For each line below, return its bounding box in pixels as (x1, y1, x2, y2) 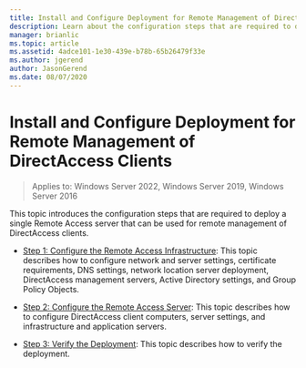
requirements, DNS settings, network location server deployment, (22, 264, 270, 275)
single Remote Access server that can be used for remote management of (9, 218, 287, 229)
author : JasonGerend (9, 65, 88, 74)
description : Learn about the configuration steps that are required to (9, 22, 291, 31)
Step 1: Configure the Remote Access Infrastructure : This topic (22, 245, 258, 256)
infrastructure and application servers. (22, 321, 167, 332)
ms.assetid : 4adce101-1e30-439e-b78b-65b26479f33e (9, 47, 206, 56)
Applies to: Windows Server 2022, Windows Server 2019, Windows (31, 180, 284, 191)
